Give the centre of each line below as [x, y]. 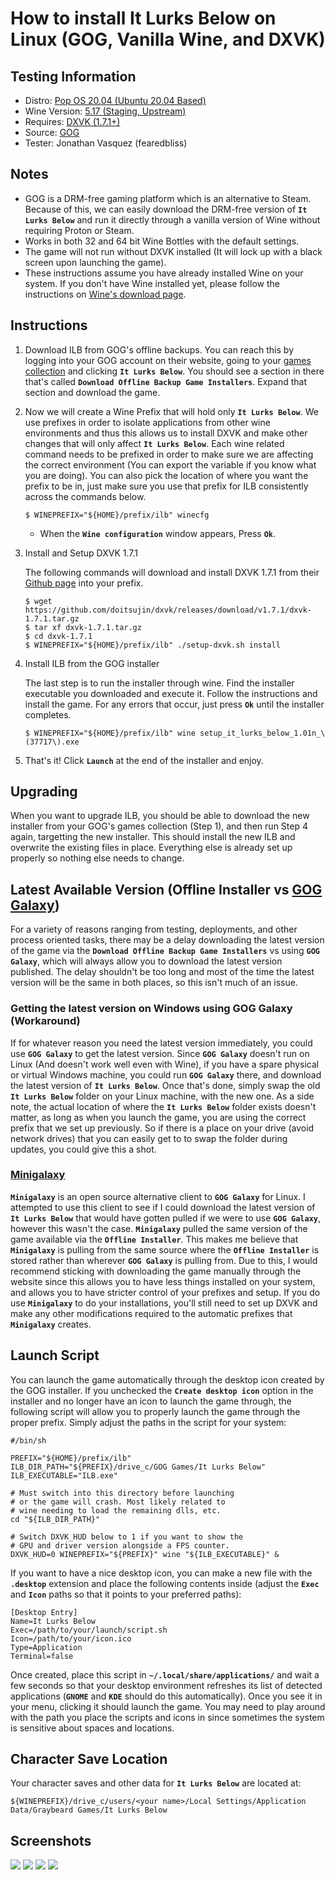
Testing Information [73, 76]
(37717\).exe [52, 742]
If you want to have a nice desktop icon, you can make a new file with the [161, 1573]
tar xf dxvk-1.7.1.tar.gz [88, 627]
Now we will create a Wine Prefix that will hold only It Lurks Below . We [171, 411]
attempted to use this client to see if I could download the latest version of [163, 1207]
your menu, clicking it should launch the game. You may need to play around [168, 1706]
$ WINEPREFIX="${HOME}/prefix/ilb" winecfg [117, 515]
